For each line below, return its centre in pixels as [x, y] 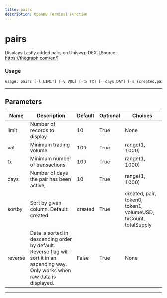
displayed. [42, 283]
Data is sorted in [49, 233]
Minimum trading [50, 145]
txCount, [135, 219]
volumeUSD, [139, 212]
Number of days [49, 173]
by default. [43, 246]
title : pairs [19, 10]
